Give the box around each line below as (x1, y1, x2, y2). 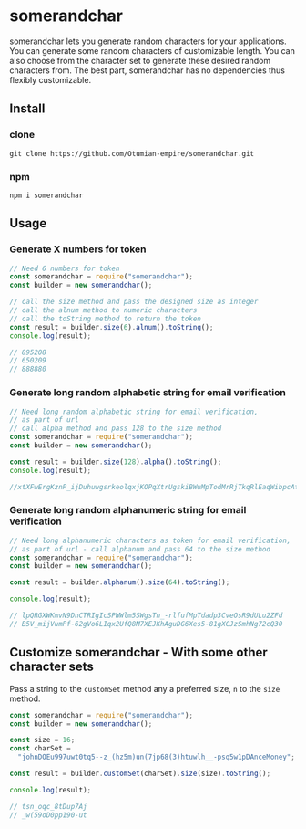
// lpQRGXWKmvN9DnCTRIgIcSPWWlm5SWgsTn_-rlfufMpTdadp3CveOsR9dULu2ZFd (9, 611, 283, 621)
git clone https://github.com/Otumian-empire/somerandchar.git (9, 149, 255, 158)
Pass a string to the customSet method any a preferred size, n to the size (9, 683, 280, 694)
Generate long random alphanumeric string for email (9, 504, 247, 517)
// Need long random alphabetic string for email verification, (9, 407, 259, 416)
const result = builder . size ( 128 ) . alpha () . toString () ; (9, 457, 222, 467)
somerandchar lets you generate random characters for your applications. (9, 36, 287, 47)
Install (9, 101, 46, 117)
